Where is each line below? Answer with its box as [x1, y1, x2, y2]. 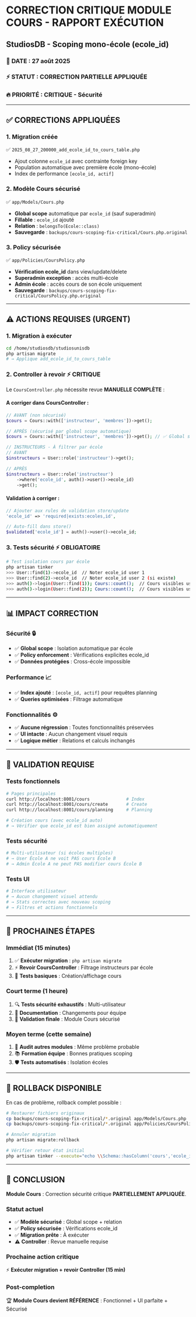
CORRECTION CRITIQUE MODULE [6, 4, 172, 17]
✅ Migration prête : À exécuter [14, 1231, 89, 1239]
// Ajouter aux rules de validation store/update [6, 508, 129, 514]
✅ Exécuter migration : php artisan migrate [14, 957, 122, 964]
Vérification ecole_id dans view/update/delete [14, 268, 127, 275]
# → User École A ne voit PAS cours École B [6, 856, 116, 861]
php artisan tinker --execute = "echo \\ [6, 1153, 103, 1159]
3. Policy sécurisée [6, 243, 61, 251]
